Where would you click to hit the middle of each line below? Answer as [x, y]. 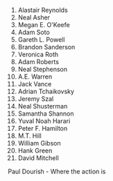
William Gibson [39, 143]
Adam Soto [34, 32]
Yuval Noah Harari [44, 121]
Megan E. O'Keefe [44, 25]
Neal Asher [34, 17]
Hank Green [35, 150]
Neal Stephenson [43, 69]
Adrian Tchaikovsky [46, 91]
